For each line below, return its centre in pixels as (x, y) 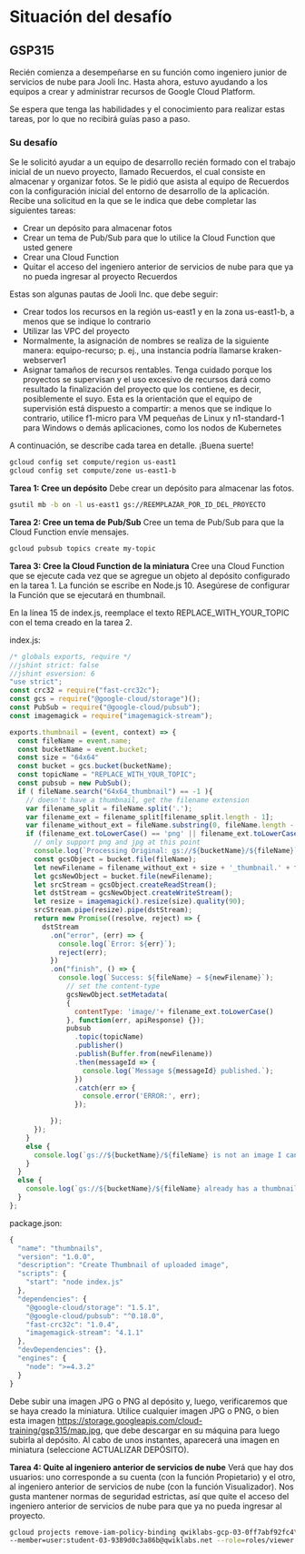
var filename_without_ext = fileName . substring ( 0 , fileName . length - (160, 826)
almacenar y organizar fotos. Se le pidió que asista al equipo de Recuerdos (149, 182)
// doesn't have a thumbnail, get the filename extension (138, 800)
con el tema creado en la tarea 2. (71, 622)
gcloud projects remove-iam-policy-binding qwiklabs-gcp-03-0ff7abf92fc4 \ (154, 1532)
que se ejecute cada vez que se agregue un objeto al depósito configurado (150, 575)
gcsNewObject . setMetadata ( (118, 994)
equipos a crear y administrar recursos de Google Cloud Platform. (133, 91)
